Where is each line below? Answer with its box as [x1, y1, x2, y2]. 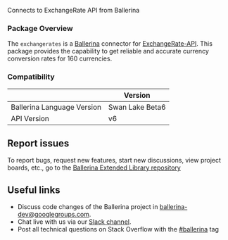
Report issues [7, 137, 70, 149]
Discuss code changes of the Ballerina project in [17, 203, 158, 211]
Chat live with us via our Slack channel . [17, 217, 132, 226]
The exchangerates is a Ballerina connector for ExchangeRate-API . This [7, 39, 213, 48]
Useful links [7, 184, 61, 196]
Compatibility [7, 72, 55, 82]
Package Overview [7, 23, 73, 33]
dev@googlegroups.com [17, 210, 90, 219]
